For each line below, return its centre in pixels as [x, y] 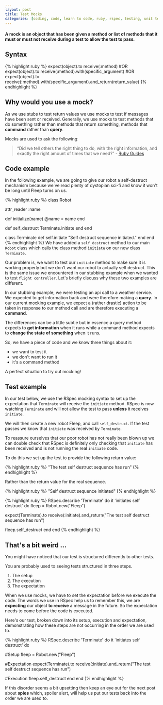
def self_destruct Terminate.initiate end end [49, 228]
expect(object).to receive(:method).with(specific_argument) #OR [70, 71]
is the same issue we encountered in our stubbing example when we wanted [81, 273]
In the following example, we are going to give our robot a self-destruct [76, 180]
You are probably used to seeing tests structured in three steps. [69, 566]
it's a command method [36, 362]
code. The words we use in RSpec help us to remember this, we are [73, 601]
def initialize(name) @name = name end [45, 219]
